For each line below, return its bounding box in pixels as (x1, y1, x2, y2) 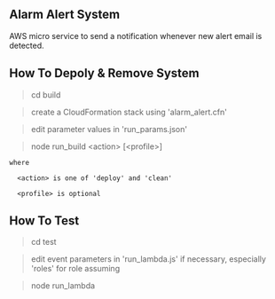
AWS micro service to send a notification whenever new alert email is (9, 30, 263, 41)
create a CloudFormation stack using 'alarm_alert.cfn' (30, 106, 228, 117)
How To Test (9, 213, 80, 229)
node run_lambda (30, 280, 96, 291)
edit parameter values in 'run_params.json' (30, 123, 188, 134)
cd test (30, 237, 57, 248)
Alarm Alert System (9, 7, 121, 22)
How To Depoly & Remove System (9, 66, 200, 81)
